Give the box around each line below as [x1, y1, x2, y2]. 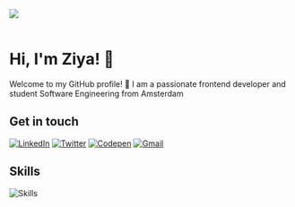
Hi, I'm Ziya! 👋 [9, 49, 115, 70]
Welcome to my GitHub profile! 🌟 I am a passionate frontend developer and [9, 78, 287, 89]
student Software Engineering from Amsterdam [9, 88, 184, 99]
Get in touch [9, 114, 79, 129]
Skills [9, 164, 40, 179]
